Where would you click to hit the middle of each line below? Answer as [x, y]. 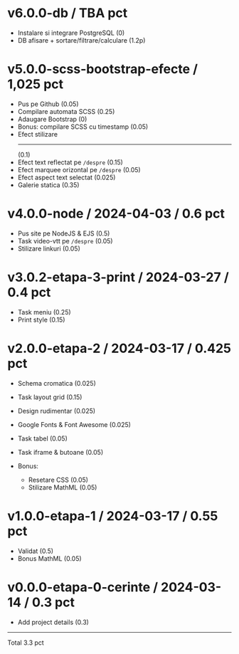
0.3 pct [53, 602]
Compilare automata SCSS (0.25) [66, 111]
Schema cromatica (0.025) [57, 383]
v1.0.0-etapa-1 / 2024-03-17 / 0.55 [113, 516]
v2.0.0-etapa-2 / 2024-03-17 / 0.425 [119, 348]
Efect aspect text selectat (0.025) [67, 177]
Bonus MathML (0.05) [49, 558]
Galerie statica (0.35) [48, 185]
